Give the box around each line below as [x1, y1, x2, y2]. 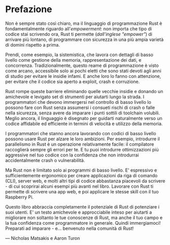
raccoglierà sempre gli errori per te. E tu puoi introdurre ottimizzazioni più [5, 146, 159, 152]
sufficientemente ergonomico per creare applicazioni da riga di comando [5, 172, 158, 178]
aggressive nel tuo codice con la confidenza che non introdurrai [5, 152, 139, 158]
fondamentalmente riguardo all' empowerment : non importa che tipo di [5, 25, 152, 31]
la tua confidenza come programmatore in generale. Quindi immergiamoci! [5, 220, 161, 226]
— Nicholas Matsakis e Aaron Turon [5, 235, 80, 241]
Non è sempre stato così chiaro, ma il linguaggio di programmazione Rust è [5, 20, 162, 26]
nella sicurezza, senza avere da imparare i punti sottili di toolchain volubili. [5, 110, 160, 116]
